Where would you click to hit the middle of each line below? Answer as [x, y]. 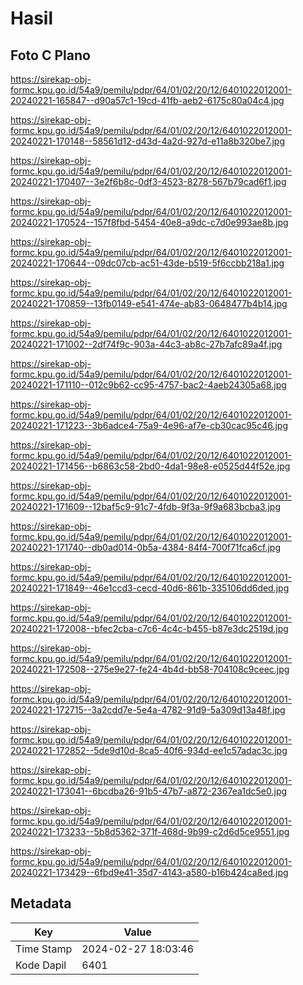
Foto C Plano [50, 55]
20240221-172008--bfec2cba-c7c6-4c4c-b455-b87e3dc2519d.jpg [149, 628]
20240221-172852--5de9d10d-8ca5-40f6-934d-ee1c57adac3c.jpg [149, 750]
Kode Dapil [41, 965]
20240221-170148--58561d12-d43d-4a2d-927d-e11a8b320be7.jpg [148, 141]
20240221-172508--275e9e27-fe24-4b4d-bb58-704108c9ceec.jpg [150, 669]
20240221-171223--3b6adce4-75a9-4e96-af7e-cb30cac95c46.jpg [149, 425]
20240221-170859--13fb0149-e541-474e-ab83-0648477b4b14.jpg [149, 303]
